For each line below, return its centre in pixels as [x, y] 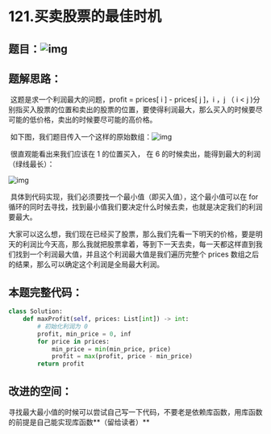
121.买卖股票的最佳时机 [85, 17]
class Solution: [35, 311]
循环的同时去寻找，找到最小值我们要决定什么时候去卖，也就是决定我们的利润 [135, 207]
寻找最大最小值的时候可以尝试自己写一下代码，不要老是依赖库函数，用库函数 [135, 412]
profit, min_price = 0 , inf [84, 334]
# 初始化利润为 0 [63, 326]
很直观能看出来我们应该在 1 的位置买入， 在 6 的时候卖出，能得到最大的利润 [135, 154]
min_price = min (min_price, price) [111, 349]
